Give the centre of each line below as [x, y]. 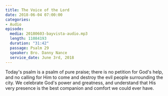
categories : [18, 19]
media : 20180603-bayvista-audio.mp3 [49, 34]
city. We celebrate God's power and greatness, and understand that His [81, 83]
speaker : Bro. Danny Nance [39, 53]
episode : [15, 29]
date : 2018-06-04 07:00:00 [34, 15]
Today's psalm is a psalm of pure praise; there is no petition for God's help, [84, 72]
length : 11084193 [28, 39]
